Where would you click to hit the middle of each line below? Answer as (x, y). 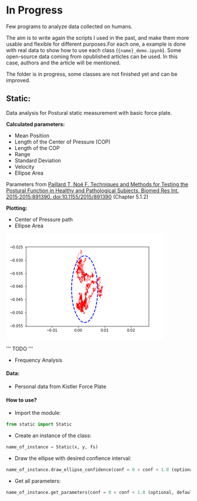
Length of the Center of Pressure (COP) (62, 142)
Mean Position (32, 135)
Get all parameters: (38, 480)
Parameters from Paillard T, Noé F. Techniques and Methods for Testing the (97, 184)
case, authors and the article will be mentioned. (64, 63)
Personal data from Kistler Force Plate (60, 386)
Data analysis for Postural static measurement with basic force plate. (89, 113)
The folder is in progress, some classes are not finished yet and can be (92, 74)
